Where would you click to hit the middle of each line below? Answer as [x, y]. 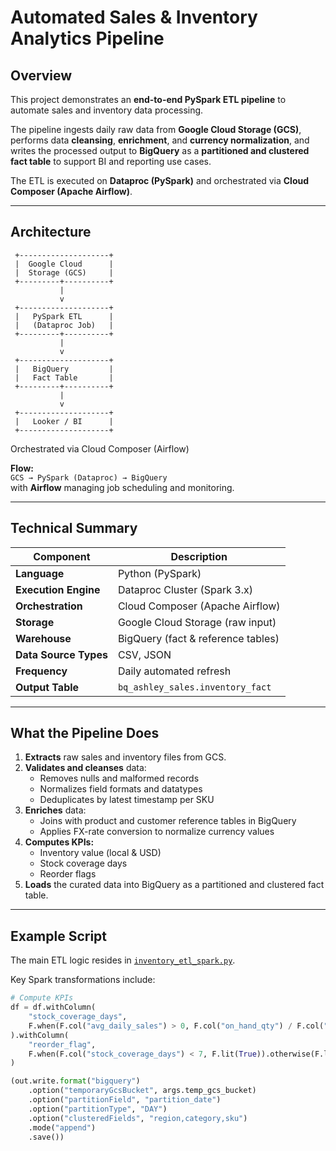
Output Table [47, 687]
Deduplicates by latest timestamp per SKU [127, 800]
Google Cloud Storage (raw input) [197, 622]
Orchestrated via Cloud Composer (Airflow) [100, 448]
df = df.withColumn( [53, 1007]
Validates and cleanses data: [85, 768]
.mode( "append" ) [62, 1127]
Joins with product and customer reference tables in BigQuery [168, 821]
